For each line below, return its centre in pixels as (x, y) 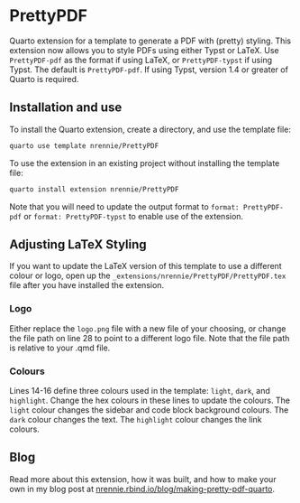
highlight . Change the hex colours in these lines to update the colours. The (150, 400)
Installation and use (66, 108)
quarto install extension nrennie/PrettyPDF (94, 189)
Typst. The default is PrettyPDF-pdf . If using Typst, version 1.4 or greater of (149, 70)
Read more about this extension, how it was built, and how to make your (143, 479)
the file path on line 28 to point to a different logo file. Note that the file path (150, 338)
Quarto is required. (44, 79)
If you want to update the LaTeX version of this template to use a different (145, 266)
